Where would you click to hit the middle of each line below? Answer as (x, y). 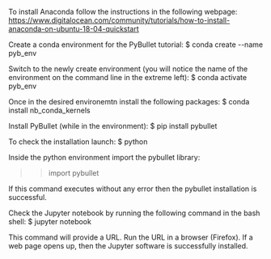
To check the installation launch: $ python (78, 142)
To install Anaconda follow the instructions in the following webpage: (123, 12)
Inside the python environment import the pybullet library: (104, 157)
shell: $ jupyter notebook (50, 221)
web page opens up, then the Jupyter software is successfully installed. (128, 246)
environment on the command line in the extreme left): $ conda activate (128, 77)
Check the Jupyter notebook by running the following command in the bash (134, 213)
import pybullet (74, 173)
